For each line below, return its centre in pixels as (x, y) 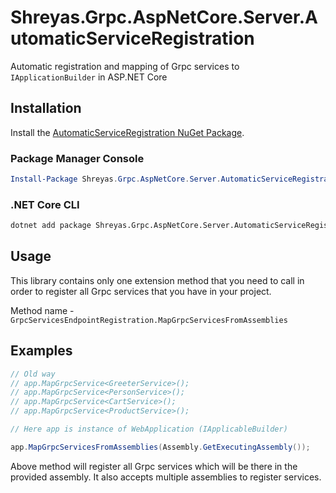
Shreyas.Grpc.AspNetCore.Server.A (164, 17)
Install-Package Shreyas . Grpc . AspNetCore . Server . (116, 179)
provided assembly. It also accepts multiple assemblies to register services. (166, 477)
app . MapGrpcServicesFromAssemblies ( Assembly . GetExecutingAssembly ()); (160, 447)
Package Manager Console (77, 158)
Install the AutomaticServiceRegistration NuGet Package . (127, 132)
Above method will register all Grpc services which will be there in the (154, 466)
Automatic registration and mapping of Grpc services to (125, 66)
